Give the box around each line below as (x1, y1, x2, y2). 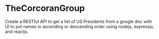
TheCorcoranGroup (5, 3, 85, 14)
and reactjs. (5, 29, 29, 34)
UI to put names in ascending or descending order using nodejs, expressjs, (5, 23, 155, 29)
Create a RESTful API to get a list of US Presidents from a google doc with (5, 19, 152, 24)
